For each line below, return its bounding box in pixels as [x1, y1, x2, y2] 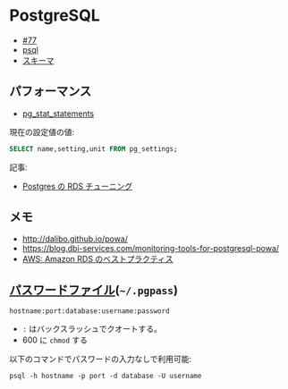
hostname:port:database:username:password [9, 307, 170, 316]
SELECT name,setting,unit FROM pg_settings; [9, 144, 178, 153]
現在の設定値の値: [9, 126, 75, 137]
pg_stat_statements [21, 108, 95, 119]
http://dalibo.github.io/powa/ [21, 233, 128, 244]
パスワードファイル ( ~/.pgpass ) [9, 283, 179, 298]
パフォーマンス [9, 84, 92, 99]
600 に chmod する [21, 334, 88, 345]
